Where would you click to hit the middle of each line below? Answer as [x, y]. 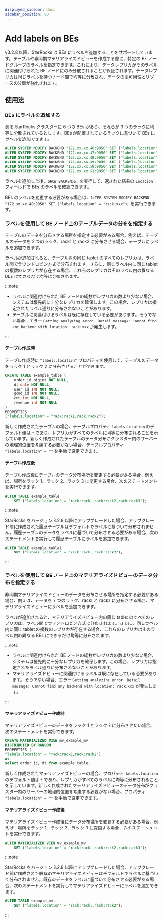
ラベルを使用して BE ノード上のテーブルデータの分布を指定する [79, 224]
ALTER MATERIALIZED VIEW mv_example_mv [45, 843]
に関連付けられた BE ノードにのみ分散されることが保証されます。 [71, 71]
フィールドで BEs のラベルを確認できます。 [48, 187]
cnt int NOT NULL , [32, 398]
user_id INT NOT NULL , [37, 389]
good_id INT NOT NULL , [37, 394]
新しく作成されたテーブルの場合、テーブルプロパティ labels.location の [78, 426]
